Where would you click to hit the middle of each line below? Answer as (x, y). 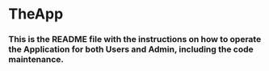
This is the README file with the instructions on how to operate (135, 40)
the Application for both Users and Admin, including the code (131, 49)
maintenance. (36, 60)
